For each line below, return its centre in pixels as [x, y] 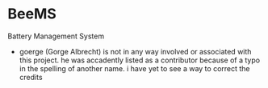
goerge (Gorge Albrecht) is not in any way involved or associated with [135, 51]
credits [31, 77]
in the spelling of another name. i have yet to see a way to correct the [135, 68]
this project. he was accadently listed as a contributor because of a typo [139, 60]
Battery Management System [56, 36]
